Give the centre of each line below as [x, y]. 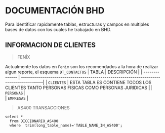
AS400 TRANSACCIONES [43, 108]
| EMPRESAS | [17, 98]
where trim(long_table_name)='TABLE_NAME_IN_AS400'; [66, 125]
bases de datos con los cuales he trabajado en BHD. [58, 29]
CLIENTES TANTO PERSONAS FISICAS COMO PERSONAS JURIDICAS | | [79, 88]
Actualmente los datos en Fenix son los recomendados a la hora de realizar [82, 66]
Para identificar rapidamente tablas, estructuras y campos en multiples [77, 24]
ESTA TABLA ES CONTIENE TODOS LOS [111, 82]
